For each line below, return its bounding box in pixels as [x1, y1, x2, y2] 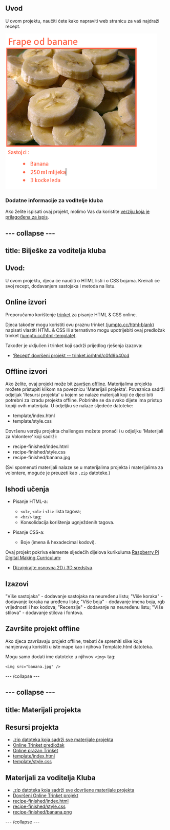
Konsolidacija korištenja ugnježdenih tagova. [20, 519, 115, 526]
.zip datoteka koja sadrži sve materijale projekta [12, 736, 114, 743]
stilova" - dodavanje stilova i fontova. [5, 609, 83, 616]
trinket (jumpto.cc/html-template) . [5, 332, 77, 338]
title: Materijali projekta [5, 706, 81, 714]
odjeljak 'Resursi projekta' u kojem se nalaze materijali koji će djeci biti [5, 392, 154, 398]
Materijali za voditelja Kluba [5, 773, 96, 782]
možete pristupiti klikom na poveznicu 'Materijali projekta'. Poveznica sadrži [5, 386, 165, 392]
